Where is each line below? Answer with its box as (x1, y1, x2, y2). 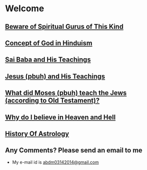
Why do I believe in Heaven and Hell (5, 113, 116, 121)
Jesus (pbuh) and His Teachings (5, 72, 106, 81)
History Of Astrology (5, 129, 69, 138)
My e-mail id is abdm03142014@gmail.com (12, 159, 99, 165)
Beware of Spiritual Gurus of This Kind (5, 22, 124, 31)
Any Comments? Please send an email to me (5, 146, 143, 154)
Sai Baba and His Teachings (5, 56, 91, 64)
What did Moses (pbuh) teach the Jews (5, 89, 127, 97)
